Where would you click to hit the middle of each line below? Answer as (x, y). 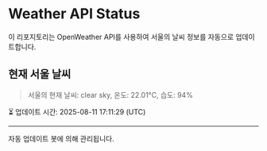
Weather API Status (74, 14)
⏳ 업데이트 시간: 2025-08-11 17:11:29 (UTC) (77, 111)
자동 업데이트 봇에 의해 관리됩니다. (61, 138)
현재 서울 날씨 (40, 74)
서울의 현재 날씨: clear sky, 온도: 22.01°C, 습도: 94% (110, 95)
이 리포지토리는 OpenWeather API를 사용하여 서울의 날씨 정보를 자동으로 (121, 37)
